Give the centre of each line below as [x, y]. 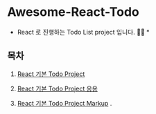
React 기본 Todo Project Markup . [64, 103]
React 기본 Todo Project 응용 [58, 88]
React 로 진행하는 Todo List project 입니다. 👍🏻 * [84, 32]
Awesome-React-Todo [73, 12]
